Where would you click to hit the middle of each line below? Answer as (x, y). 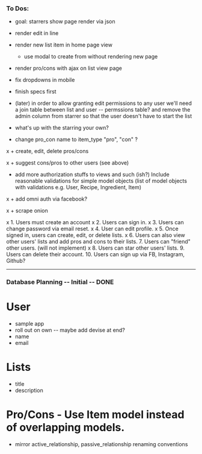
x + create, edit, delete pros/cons (47, 151)
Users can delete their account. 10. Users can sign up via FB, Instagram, (96, 254)
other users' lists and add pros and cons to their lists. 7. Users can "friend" (99, 242)
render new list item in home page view (64, 45)
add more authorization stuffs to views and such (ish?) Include (92, 175)
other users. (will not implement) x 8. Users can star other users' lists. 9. (96, 248)
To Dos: (18, 8)
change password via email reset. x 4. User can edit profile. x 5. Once (92, 229)
